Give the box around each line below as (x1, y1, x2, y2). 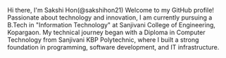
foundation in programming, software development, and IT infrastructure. (7, 43, 220, 51)
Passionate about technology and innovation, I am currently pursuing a (7, 13, 213, 22)
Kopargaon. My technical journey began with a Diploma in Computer (7, 28, 206, 36)
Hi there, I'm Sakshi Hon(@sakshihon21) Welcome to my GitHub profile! (7, 6, 215, 14)
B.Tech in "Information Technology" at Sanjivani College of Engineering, (7, 21, 216, 29)
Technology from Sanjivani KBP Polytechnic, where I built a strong (7, 36, 199, 44)
